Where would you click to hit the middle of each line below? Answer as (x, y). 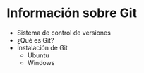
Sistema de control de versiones (64, 33)
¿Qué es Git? (35, 40)
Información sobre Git (72, 13)
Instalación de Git (42, 47)
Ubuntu (38, 55)
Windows (41, 62)
